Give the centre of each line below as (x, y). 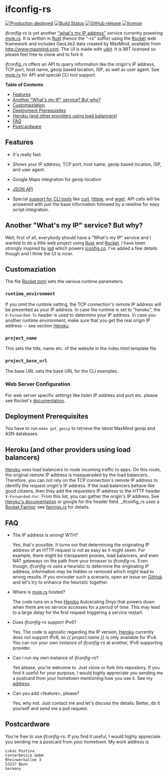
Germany (13, 768)
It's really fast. (27, 154)
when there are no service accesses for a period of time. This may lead (86, 607)
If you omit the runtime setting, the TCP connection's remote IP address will (83, 304)
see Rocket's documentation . (35, 400)
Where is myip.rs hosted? (39, 592)
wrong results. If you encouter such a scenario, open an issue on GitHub (87, 577)
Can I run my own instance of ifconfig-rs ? (55, 658)
